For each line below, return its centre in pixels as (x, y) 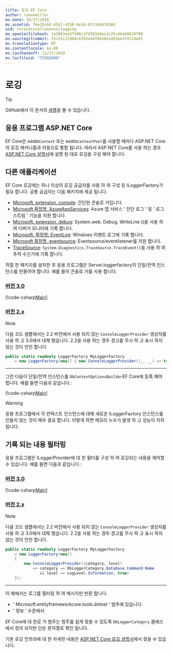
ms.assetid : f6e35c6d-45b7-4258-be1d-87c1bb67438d (60, 24)
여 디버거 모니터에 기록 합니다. (43, 228)
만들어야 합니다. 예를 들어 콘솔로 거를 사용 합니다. (68, 271)
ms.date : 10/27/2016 (27, 20)
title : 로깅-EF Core (26, 10)
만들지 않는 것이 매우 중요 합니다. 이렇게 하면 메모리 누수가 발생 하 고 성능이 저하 (85, 420)
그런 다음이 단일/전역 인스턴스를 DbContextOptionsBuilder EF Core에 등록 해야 (84, 376)
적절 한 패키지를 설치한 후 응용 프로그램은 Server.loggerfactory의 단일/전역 (81, 265)
